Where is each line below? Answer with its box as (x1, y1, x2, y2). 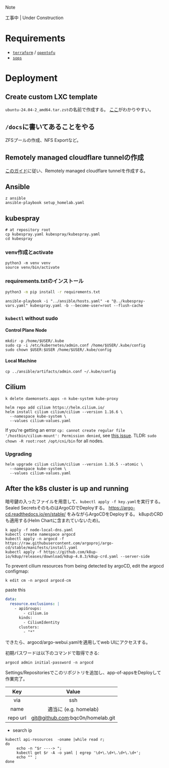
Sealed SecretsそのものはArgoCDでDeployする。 (5, 504, 107, 510)
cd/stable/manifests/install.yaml (5, 545, 78, 550)
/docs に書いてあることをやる (5, 123, 95, 131)
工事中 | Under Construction (5, 15, 64, 21)
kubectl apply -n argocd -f (5, 536, 65, 541)
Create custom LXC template (5, 92, 98, 101)
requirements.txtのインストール (5, 278, 84, 285)
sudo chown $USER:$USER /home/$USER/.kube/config (5, 347, 112, 352)
